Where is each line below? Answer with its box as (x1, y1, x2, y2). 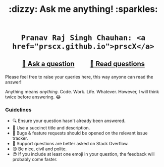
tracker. (12, 135, 28, 141)
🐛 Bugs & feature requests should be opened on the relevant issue (12, 130, 148, 136)
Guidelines (5, 106, 32, 113)
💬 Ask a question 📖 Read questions (21, 59, 145, 68)
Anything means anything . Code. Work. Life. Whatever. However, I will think (5, 88, 160, 94)
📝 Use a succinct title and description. (12, 125, 90, 130)
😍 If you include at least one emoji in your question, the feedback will (12, 151, 155, 157)
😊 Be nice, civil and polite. (12, 146, 67, 152)
